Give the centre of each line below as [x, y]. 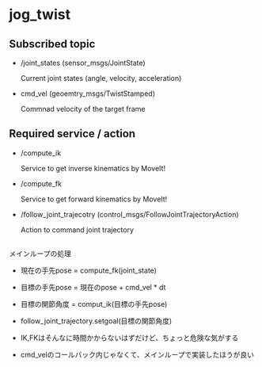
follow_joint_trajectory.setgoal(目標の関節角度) [96, 321]
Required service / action [72, 134]
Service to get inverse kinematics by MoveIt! [93, 168]
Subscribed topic [52, 44]
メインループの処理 [40, 254]
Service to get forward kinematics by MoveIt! [94, 199]
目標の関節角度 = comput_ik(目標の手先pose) [94, 304]
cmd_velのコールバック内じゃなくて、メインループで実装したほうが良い [137, 355]
